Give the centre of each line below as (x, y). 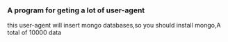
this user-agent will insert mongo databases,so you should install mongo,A (114, 25)
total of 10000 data (34, 32)
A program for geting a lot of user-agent (76, 10)
